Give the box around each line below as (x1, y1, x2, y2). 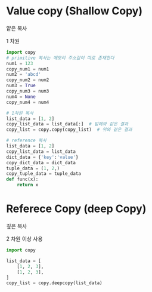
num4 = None (6, 94, 36, 100)
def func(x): (6, 176, 39, 183)
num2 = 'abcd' (6, 72, 42, 78)
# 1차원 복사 (6, 110, 34, 116)
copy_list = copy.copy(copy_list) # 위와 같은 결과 (6, 127, 132, 133)
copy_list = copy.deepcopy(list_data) (6, 280, 103, 286)
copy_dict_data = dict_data (6, 159, 76, 165)
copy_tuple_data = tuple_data (6, 171, 82, 177)
